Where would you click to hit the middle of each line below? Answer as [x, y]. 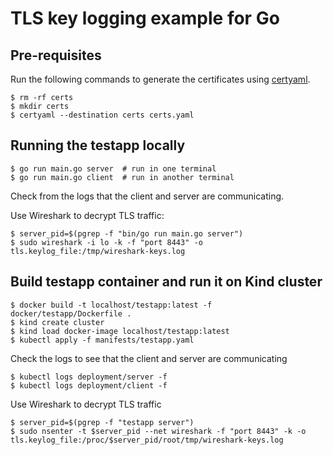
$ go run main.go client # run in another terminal [122, 177]
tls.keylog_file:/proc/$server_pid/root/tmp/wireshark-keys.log [147, 440]
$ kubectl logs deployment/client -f [89, 385]
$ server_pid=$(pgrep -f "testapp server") [102, 422]
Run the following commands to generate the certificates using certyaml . [160, 79]
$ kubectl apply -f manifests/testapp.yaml [102, 340]
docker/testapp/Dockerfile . [71, 313]
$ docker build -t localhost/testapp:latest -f [111, 305]
